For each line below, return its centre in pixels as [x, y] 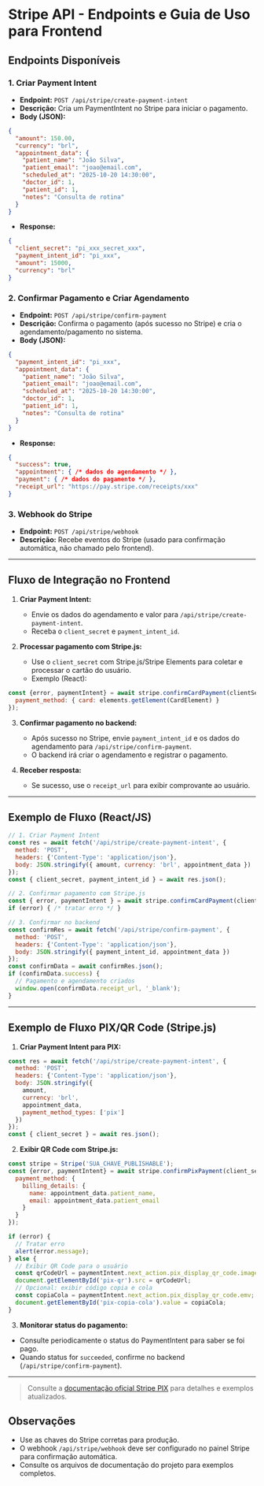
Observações [42, 1421]
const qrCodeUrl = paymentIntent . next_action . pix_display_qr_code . [128, 1273]
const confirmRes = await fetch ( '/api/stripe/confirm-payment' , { [119, 930]
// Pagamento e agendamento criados [75, 981]
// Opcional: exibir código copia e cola [84, 1288]
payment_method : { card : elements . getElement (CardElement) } [117, 700]
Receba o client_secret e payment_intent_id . [105, 631]
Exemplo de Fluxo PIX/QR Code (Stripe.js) [112, 1028]
